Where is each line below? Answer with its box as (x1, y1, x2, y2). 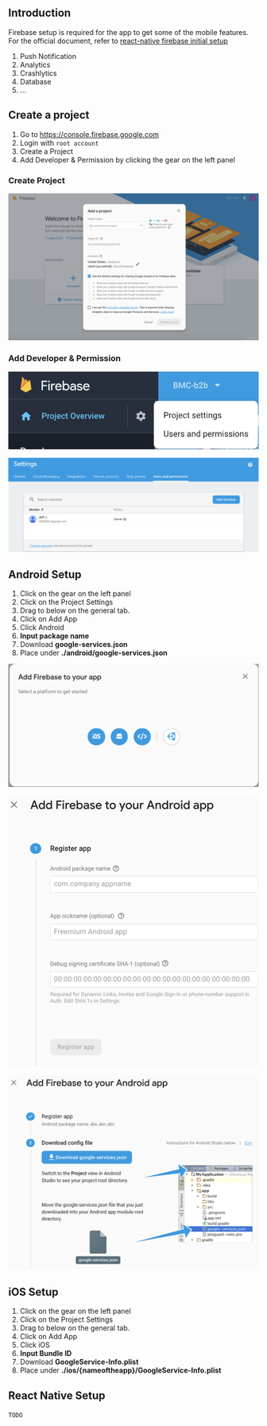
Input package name (19, 631, 90, 641)
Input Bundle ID (19, 1349, 72, 1358)
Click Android (19, 622, 65, 632)
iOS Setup (8, 1285, 59, 1299)
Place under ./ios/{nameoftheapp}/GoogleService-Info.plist (19, 1365, 222, 1375)
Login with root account (19, 138, 99, 147)
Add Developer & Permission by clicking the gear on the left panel (19, 155, 236, 164)
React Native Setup (8, 1389, 106, 1402)
